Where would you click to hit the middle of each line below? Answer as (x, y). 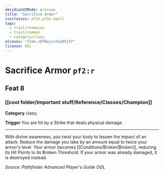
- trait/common (25, 32)
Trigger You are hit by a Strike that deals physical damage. (64, 123)
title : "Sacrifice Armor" (31, 14)
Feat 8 (15, 88)
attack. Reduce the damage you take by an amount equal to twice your (76, 142)
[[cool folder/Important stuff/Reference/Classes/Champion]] (79, 102)
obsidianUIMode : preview (30, 10)
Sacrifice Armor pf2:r (50, 70)
